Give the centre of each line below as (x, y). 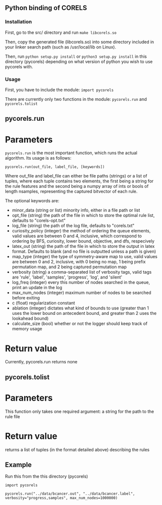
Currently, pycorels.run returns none (41, 362)
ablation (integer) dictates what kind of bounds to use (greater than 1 (80, 308)
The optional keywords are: (32, 201)
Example (18, 464)
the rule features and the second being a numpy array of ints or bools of (77, 186)
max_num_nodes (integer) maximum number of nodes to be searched (81, 293)
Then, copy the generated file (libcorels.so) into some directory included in (80, 42)
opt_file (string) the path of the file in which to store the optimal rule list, (83, 215)
